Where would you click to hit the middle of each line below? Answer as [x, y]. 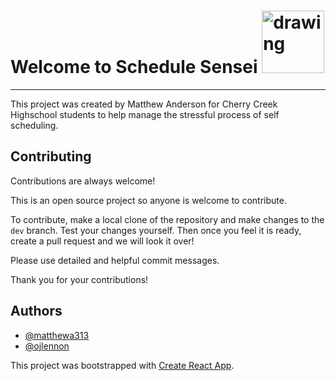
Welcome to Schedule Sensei [134, 67]
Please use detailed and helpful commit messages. [115, 260]
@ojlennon [47, 346]
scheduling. [34, 125]
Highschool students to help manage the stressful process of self [145, 114]
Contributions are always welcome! [83, 181]
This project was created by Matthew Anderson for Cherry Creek [144, 104]
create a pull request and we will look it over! [102, 241]
